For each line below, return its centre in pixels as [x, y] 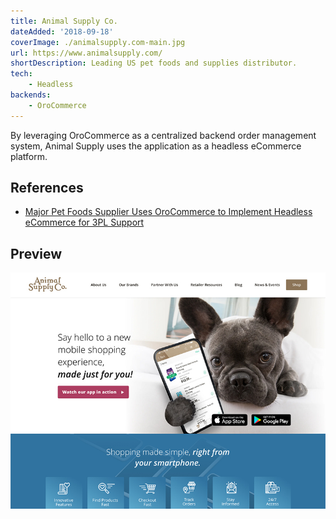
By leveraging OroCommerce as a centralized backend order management [163, 135]
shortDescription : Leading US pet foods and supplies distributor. [154, 63]
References [47, 188]
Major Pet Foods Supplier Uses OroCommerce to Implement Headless [168, 212]
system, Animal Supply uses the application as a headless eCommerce [156, 146]
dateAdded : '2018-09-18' [62, 31]
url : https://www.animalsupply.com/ [86, 53]
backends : [31, 95]
